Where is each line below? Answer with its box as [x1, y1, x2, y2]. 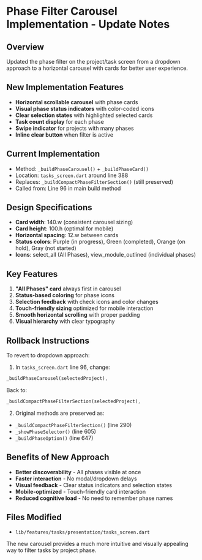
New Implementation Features [6, 82, 124, 93]
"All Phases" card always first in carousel [15, 285, 121, 292]
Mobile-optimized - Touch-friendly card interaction [15, 488, 146, 495]
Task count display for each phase [15, 118, 104, 125]
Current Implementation [6, 149, 100, 159]
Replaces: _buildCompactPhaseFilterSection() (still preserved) [15, 178, 173, 185]
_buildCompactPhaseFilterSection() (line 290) [15, 421, 132, 428]
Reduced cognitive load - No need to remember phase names [15, 494, 173, 502]
